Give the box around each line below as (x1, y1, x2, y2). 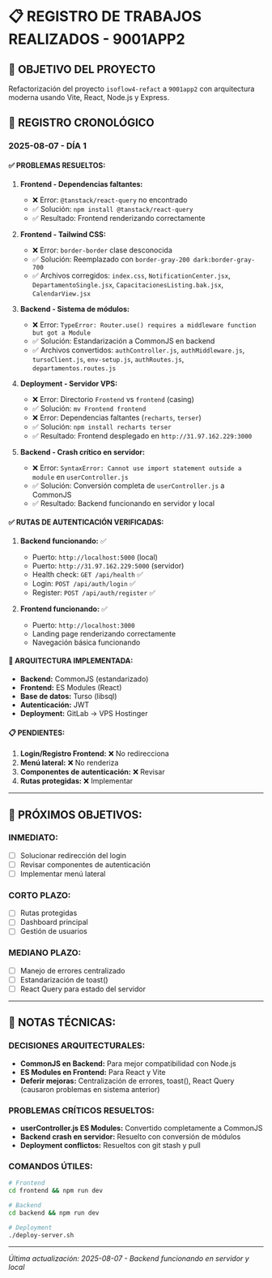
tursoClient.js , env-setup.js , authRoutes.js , (32, 354, 185, 364)
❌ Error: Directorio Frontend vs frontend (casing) (32, 394, 194, 404)
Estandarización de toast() (19, 974, 108, 984)
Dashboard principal (19, 917, 88, 927)
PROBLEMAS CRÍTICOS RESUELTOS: (8, 1104, 155, 1116)
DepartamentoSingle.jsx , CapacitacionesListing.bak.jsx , (32, 279, 224, 289)
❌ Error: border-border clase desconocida (32, 245, 172, 255)
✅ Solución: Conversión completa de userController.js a (32, 481, 225, 490)
